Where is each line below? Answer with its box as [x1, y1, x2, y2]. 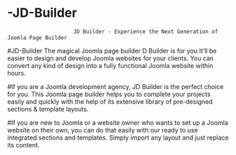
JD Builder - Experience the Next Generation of [73, 28, 218, 35]
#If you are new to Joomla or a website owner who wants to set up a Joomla [7, 118, 228, 127]
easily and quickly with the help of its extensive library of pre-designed [7, 97, 213, 106]
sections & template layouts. [7, 105, 89, 113]
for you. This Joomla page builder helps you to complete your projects [7, 90, 211, 98]
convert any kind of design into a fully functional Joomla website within [7, 61, 214, 69]
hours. [7, 69, 26, 77]
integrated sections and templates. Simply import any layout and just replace [7, 133, 229, 142]
